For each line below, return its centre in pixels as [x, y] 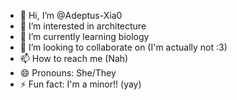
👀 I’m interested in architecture [83, 26]
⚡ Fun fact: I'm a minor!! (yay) [80, 84]
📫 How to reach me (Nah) [74, 58]
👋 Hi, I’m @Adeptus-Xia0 [71, 15]
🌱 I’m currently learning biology [84, 36]
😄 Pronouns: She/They [68, 73]
